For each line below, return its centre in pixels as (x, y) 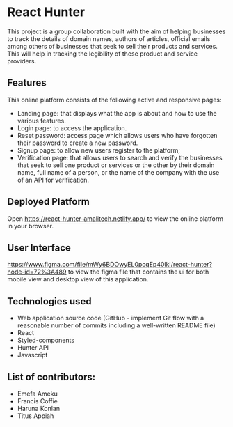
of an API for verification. (53, 180)
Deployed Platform (49, 202)
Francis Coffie (37, 401)
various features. (41, 121)
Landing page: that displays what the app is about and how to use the (117, 113)
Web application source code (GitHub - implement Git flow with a (111, 318)
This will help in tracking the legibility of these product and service (103, 54)
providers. (22, 61)
